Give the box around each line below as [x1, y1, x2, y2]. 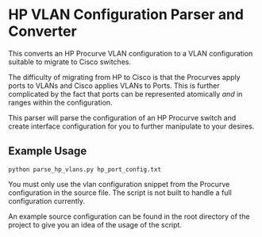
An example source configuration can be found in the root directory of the [8, 212, 250, 221]
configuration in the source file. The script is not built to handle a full [8, 188, 232, 197]
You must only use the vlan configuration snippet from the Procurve [8, 179, 230, 189]
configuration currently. [8, 196, 86, 205]
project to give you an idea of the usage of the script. [8, 220, 183, 229]
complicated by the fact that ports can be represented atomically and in [8, 89, 243, 98]
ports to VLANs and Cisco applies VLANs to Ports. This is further [8, 81, 220, 90]
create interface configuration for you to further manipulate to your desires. [8, 121, 255, 131]
